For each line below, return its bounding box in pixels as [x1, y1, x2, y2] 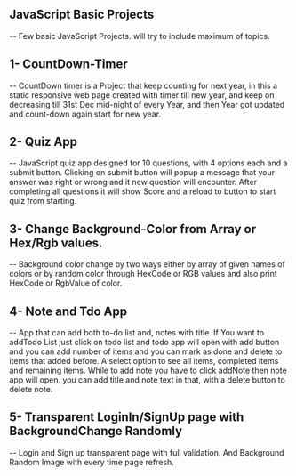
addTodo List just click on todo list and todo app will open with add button [9, 337, 280, 348]
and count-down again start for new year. [9, 109, 162, 119]
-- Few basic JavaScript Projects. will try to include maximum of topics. [9, 30, 270, 41]
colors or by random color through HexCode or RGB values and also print [9, 269, 277, 279]
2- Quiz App [9, 134, 78, 149]
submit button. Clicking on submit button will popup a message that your [9, 167, 276, 178]
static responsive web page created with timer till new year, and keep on [9, 89, 275, 101]
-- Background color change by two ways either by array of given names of [9, 259, 286, 270]
